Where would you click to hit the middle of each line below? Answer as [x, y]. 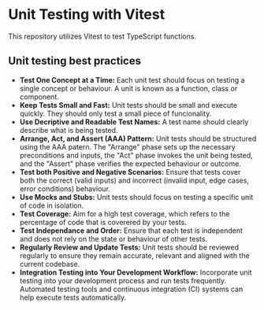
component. [39, 97]
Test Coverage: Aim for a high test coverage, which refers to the [125, 213]
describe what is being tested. [69, 130]
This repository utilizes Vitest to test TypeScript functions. [102, 36]
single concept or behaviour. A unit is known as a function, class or [128, 88]
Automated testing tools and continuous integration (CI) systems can [131, 289]
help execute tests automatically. [73, 297]
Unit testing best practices [75, 61]
